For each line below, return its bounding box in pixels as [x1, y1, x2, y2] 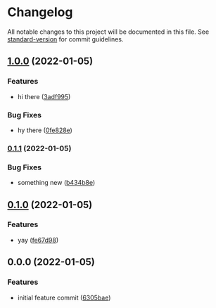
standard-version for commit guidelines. [7, 34, 124, 43]
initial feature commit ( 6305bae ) [17, 293, 111, 302]
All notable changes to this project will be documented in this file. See [7, 27, 210, 36]
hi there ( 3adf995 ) [17, 92, 71, 101]
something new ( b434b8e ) [17, 179, 96, 187]
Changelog [7, 4, 73, 20]
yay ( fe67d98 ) [17, 236, 59, 244]
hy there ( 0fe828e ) [17, 126, 72, 134]
